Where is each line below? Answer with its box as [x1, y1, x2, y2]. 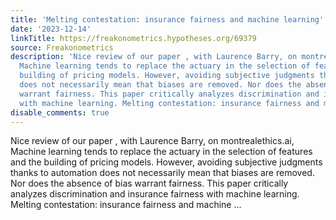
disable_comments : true [10, 107, 110, 118]
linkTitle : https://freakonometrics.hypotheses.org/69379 [10, 33, 257, 43]
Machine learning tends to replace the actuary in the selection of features [10, 146, 313, 158]
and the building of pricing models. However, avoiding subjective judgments [10, 156, 323, 168]
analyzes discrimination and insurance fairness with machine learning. [10, 188, 300, 200]
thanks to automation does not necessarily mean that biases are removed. [10, 167, 315, 179]
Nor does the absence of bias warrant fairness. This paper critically [10, 177, 289, 190]
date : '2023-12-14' [10, 24, 92, 34]
